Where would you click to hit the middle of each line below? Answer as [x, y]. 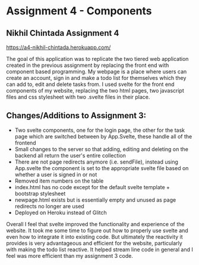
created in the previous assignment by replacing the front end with [88, 65]
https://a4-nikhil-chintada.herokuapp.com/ [59, 47]
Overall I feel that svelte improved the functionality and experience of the [95, 224]
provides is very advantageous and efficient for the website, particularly [94, 243]
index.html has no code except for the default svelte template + [92, 187]
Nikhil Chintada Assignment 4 [63, 33]
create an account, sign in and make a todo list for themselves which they [96, 78]
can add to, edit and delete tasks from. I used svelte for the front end [90, 84]
